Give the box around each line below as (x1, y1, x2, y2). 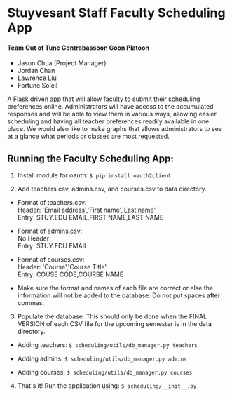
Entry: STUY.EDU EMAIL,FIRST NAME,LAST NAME (17, 213, 164, 222)
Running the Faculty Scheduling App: (7, 152, 174, 164)
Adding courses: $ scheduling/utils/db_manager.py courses (17, 368, 193, 377)
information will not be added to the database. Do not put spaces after (17, 291, 221, 300)
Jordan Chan (17, 67, 55, 75)
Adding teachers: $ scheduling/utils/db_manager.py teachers (17, 341, 198, 349)
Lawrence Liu (17, 74, 57, 82)
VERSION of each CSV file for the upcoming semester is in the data (17, 320, 212, 328)
